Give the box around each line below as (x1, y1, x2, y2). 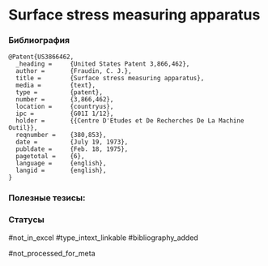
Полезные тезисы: (8, 192, 87, 204)
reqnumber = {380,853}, (15, 131, 107, 139)
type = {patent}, (15, 88, 104, 97)
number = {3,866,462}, (15, 96, 114, 104)
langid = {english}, (15, 166, 107, 175)
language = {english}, (15, 160, 107, 168)
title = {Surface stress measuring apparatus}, (15, 75, 205, 83)
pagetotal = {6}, (15, 152, 85, 161)
